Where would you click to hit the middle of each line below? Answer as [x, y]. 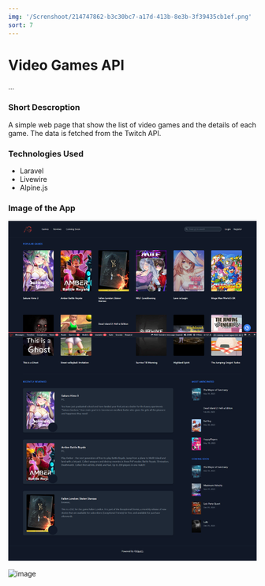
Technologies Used [46, 153]
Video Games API [66, 65]
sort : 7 [21, 25]
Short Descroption [44, 108]
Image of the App [42, 208]
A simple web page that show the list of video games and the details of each [132, 125]
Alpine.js [34, 188]
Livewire [33, 180]
